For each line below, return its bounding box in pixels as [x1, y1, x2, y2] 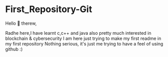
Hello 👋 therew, [5, 20, 37, 26]
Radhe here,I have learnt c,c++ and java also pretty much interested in [5, 30, 151, 36]
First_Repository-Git [5, 4, 92, 15]
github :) [5, 46, 23, 52]
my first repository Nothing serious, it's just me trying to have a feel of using [5, 40, 163, 46]
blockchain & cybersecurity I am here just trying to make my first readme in [5, 35, 161, 41]
